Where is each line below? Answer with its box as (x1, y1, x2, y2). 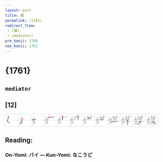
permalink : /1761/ (5, 18, 42, 23)
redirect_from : (5, 23, 36, 28)
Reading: (5, 136, 33, 145)
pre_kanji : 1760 (5, 39, 38, 44)
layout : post (5, 8, 32, 13)
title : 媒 (5, 13, 24, 18)
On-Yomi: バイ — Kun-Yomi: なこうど (5, 152, 93, 159)
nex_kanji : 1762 (5, 44, 38, 49)
